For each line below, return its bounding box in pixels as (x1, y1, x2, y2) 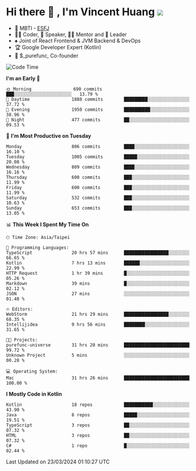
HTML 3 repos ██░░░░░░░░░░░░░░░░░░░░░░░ (6, 432, 190, 438)
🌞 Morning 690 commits (6, 86, 102, 92)
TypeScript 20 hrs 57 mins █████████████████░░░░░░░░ (6, 250, 190, 255)
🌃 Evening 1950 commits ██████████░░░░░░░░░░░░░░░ (6, 107, 190, 112)
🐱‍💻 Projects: (6, 337, 38, 343)
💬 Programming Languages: (6, 244, 69, 251)
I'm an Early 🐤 (6, 74, 40, 81)
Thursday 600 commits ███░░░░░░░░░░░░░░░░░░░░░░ (6, 174, 190, 180)
